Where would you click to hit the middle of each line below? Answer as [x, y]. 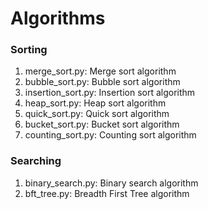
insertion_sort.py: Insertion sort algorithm [110, 93]
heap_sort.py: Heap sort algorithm [95, 103]
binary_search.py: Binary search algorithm [111, 183]
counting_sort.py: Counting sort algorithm [110, 135]
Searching [36, 161]
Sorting [29, 50]
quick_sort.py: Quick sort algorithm [97, 114]
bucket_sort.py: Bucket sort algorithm [102, 124]
